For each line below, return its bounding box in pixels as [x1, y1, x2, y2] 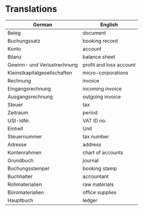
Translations [5, 3, 57, 15]
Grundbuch [7, 157, 34, 164]
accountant [82, 173, 109, 180]
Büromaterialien [7, 189, 44, 196]
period [82, 109, 98, 116]
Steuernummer [7, 133, 43, 140]
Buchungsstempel [7, 165, 49, 172]
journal [82, 157, 99, 164]
